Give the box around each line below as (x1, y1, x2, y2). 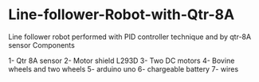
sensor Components (8, 40, 76, 49)
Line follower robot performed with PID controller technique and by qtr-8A (8, 32, 252, 41)
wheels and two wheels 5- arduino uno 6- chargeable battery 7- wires (8, 64, 239, 73)
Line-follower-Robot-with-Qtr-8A (8, 6, 235, 24)
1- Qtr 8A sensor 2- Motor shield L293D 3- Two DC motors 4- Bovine (8, 56, 235, 65)
